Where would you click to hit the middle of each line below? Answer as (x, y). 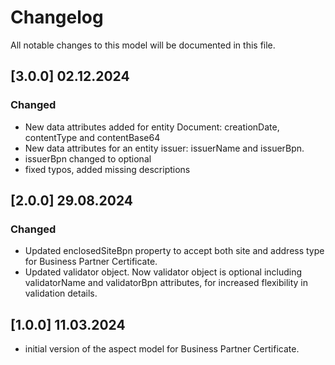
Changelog (57, 17)
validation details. (61, 293)
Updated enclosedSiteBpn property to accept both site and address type (174, 251)
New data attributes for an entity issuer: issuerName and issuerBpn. (164, 148)
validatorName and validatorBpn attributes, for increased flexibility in (166, 283)
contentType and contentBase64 (92, 137)
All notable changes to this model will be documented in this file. (143, 45)
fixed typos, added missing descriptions (107, 169)
